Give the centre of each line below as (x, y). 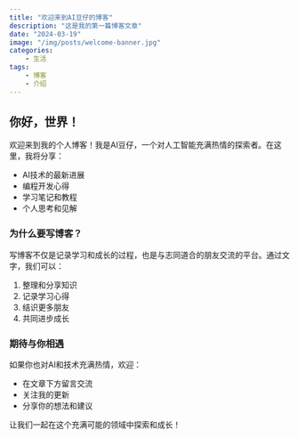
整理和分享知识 (49, 285)
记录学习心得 (45, 296)
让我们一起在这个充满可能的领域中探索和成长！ (95, 425)
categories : (31, 51)
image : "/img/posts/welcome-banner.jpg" (85, 42)
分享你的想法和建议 (57, 406)
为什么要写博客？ (46, 234)
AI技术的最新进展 (53, 175)
